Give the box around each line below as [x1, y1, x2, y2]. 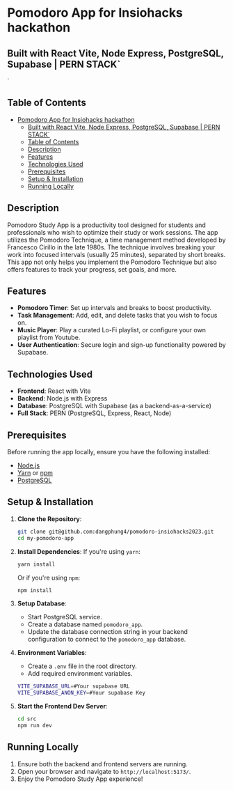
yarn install [17, 561, 56, 568]
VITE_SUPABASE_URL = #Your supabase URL [17, 683, 130, 690]
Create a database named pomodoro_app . [27, 620, 143, 628]
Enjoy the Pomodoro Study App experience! [17, 775, 143, 783]
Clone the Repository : [17, 514, 82, 523]
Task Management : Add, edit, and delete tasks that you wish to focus [17, 311, 218, 320]
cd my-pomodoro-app [17, 534, 74, 541]
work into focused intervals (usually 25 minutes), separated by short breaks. [7, 250, 226, 258]
